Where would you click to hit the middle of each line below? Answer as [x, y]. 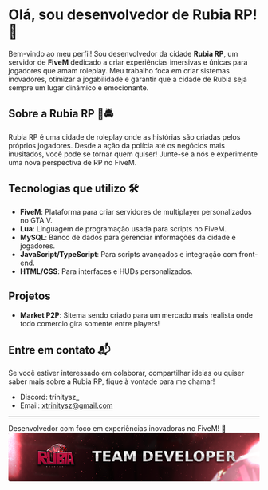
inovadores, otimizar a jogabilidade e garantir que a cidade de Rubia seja [128, 79]
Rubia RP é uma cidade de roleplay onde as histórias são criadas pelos [124, 136]
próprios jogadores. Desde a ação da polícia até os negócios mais [117, 145]
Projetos [30, 296]
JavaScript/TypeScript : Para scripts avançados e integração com [128, 254]
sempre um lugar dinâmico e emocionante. [79, 87]
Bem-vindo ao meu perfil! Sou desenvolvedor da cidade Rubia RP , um [123, 53]
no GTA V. [36, 220]
